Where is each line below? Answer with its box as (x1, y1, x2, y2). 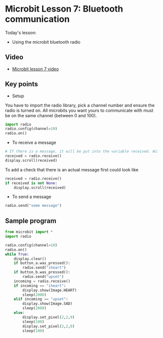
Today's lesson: (5, 30, 36, 35)
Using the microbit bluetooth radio (12, 39, 81, 45)
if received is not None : (5, 181, 57, 185)
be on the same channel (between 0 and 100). (5, 112, 97, 118)
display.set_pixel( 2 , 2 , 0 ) (22, 323, 75, 329)
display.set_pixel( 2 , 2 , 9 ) (22, 315, 75, 320)
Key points (5, 80, 38, 88)
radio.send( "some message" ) (5, 203, 62, 208)
